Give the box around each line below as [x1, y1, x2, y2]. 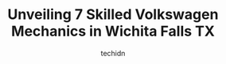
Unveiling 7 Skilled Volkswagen [7, 6, 219, 24]
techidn [100, 48, 126, 58]
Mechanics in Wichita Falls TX [10, 22, 216, 40]
